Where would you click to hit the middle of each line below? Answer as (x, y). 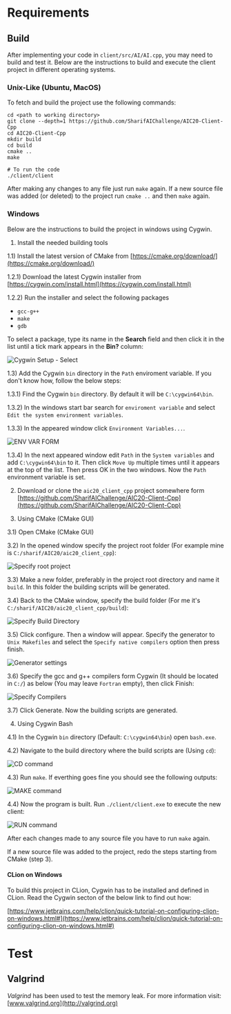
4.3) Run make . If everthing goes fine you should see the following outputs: (112, 777)
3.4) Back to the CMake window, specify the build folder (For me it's (104, 600)
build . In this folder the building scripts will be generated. (89, 587)
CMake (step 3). (30, 859)
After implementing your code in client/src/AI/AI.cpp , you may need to (110, 55)
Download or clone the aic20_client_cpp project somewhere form (111, 490)
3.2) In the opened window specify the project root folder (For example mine (115, 545)
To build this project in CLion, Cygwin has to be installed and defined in (108, 890)
